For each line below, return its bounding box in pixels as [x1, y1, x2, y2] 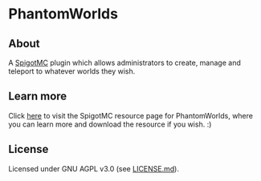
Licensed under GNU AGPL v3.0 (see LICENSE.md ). [8, 163, 179, 173]
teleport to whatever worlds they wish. [8, 66, 136, 76]
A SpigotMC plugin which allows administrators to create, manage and [8, 58, 241, 67]
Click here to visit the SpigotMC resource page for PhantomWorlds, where [8, 111, 253, 120]
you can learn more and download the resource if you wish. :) [8, 119, 212, 129]
